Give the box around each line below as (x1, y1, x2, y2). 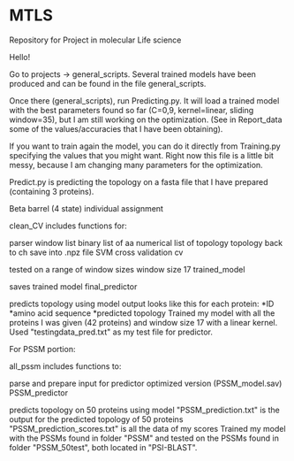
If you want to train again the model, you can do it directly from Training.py (9, 141, 281, 151)
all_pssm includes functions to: (9, 360, 122, 372)
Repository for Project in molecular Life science (9, 35, 182, 45)
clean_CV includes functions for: (9, 220, 128, 231)
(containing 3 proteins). (9, 186, 94, 196)
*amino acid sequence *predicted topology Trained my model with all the (9, 307, 275, 319)
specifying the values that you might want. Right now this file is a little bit (9, 150, 274, 160)
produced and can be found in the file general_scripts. (9, 78, 207, 88)
